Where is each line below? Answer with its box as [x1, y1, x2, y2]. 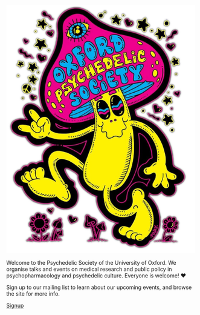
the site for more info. [6, 290, 60, 297]
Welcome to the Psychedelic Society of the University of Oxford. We [6, 259, 176, 266]
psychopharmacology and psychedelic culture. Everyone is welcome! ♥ [6, 271, 186, 279]
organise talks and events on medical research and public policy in [6, 265, 172, 273]
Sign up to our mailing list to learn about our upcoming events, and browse [6, 283, 192, 291]
